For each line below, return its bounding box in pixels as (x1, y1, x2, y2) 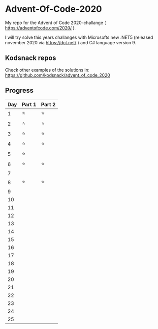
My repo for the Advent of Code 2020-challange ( (5, 20, 106, 26)
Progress (5, 86, 33, 95)
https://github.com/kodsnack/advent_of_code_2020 (5, 72, 111, 78)
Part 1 (22, 101, 36, 108)
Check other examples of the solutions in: (5, 67, 90, 73)
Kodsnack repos (5, 54, 57, 62)
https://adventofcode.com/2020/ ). (5, 25, 76, 30)
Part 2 (41, 101, 56, 108)
